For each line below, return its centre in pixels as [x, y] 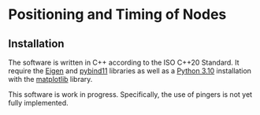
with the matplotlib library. [50, 79]
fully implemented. [38, 103]
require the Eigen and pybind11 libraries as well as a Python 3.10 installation [130, 71]
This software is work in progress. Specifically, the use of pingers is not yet [130, 95]
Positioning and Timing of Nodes [117, 15]
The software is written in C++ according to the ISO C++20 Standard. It [124, 62]
